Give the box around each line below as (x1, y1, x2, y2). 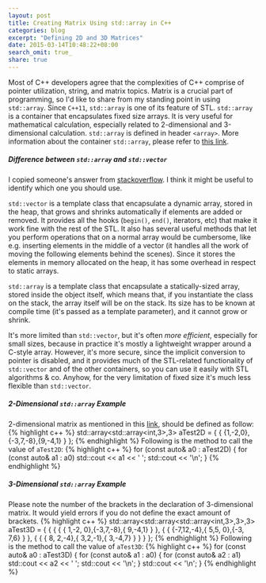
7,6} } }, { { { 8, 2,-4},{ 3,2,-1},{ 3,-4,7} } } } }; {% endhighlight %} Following (8, 533, 252, 543)
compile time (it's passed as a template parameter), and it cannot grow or (8, 306, 248, 316)
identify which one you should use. (8, 183, 123, 193)
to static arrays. (8, 266, 59, 275)
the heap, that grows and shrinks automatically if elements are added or (8, 207, 243, 217)
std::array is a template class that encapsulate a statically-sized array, (8, 281, 240, 290)
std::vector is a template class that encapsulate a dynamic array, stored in (8, 198, 253, 208)
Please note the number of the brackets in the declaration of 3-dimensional (8, 499, 253, 508)
